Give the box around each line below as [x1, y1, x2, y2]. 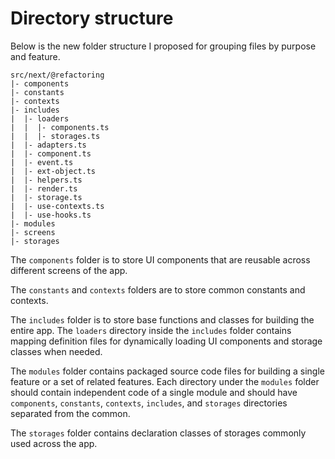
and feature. [10, 50, 61, 62]
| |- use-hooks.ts [10, 210, 92, 220]
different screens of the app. [10, 264, 128, 276]
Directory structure [10, 7, 174, 30]
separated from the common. [10, 407, 131, 419]
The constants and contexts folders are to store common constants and [10, 283, 306, 296]
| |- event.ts [10, 157, 74, 167]
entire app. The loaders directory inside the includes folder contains [10, 324, 292, 336]
